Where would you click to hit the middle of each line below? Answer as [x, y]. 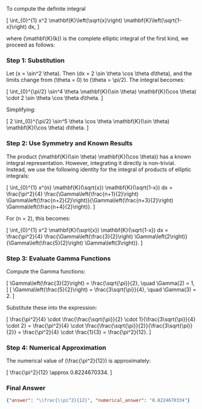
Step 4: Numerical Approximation [56, 348]
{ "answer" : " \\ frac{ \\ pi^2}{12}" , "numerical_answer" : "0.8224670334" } [98, 401]
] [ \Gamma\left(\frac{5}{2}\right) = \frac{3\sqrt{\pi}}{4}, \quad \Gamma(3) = [101, 289]
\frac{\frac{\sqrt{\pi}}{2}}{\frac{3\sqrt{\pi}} [139, 325]
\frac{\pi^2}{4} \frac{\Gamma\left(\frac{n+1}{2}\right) [72, 194]
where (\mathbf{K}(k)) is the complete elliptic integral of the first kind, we [97, 38]
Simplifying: [21, 110]
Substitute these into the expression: [52, 307]
